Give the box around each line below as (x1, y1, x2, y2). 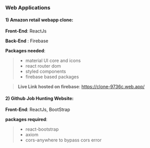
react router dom (25, 63, 61, 69)
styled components (25, 68, 66, 75)
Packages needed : (5, 48, 46, 54)
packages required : (5, 116, 47, 123)
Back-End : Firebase (5, 38, 48, 44)
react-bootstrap (25, 126, 59, 132)
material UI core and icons (25, 57, 81, 64)
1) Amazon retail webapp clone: (5, 17, 73, 23)
